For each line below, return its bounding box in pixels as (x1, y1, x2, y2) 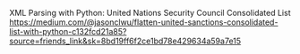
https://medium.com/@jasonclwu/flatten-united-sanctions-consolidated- (9, 17, 279, 27)
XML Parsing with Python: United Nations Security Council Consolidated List (9, 8, 291, 18)
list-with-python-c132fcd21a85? (9, 27, 127, 36)
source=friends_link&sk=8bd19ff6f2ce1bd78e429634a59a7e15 (9, 35, 242, 46)
